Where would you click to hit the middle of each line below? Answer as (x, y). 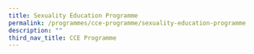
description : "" (35, 30)
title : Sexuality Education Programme (73, 15)
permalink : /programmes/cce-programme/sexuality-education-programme (127, 23)
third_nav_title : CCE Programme (62, 38)
